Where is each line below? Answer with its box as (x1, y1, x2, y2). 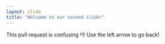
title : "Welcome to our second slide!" (6, 14, 105, 20)
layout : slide (6, 8, 42, 15)
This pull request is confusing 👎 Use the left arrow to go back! (6, 31, 160, 38)
